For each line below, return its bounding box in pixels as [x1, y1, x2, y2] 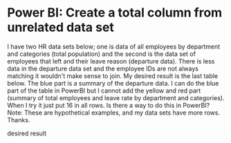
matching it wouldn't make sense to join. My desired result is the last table [7, 71, 219, 80]
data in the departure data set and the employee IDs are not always [7, 64, 199, 73]
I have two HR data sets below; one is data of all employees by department [7, 42, 221, 50]
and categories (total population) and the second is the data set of [7, 50, 196, 58]
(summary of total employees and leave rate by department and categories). [7, 93, 225, 102]
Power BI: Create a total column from [7, 5, 223, 21]
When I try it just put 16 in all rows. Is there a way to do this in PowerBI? [7, 101, 210, 109]
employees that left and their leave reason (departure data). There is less [7, 57, 215, 65]
